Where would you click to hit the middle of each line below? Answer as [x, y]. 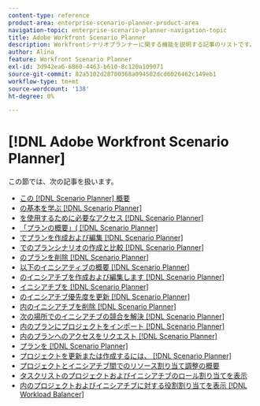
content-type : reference [49, 15]
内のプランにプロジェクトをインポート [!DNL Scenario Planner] [122, 326]
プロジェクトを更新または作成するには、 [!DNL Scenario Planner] [126, 356]
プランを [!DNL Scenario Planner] [74, 346]
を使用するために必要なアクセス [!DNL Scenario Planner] [111, 218]
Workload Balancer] [52, 394]
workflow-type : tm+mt [44, 81]
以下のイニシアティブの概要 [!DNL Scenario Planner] [105, 267]
